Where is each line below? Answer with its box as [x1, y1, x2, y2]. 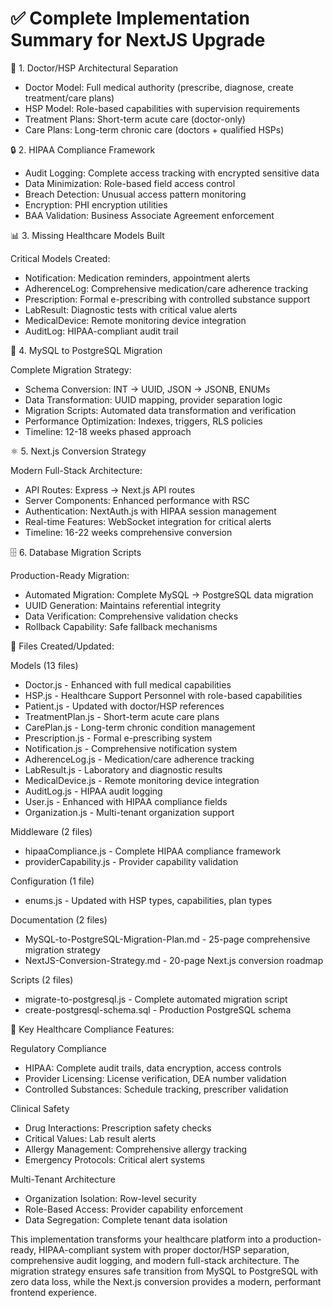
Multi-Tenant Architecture [10, 1173, 116, 1185]
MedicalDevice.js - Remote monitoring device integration [24, 774, 260, 786]
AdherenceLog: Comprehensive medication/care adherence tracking [24, 282, 309, 294]
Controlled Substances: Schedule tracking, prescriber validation [24, 1083, 289, 1095]
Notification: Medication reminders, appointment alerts [24, 272, 251, 284]
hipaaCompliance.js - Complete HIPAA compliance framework [24, 845, 282, 857]
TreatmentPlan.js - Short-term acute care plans [24, 710, 220, 722]
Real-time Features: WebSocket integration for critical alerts [24, 515, 272, 527]
